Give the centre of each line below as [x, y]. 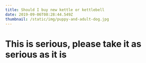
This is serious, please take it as [74, 44]
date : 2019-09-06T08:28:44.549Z [39, 14]
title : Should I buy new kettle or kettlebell [55, 10]
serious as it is [36, 54]
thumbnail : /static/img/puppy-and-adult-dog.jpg [57, 19]
